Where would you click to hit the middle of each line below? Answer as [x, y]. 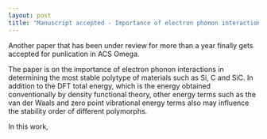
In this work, [29, 126]
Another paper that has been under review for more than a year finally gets [131, 45]
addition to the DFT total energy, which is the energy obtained [110, 86]
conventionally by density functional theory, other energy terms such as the [132, 94]
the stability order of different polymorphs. [78, 111]
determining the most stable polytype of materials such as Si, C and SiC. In [131, 77]
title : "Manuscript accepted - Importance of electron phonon [113, 23]
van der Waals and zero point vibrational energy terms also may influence [129, 103]
